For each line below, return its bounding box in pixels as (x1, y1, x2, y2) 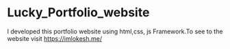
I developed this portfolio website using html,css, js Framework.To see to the (7, 27, 223, 35)
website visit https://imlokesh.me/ (7, 34, 103, 42)
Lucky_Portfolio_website (7, 5, 150, 20)
